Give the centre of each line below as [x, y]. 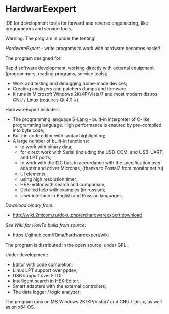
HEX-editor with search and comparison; [63, 184]
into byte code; [29, 130]
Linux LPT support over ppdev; [45, 270]
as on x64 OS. [20, 307]
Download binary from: [30, 205]
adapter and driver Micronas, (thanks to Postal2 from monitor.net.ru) [92, 168]
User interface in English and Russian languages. [72, 195]
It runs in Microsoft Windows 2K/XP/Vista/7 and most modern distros [85, 94]
